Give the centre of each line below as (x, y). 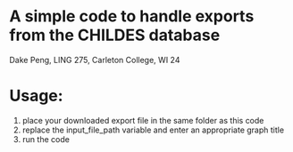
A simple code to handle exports (132, 16)
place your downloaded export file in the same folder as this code (143, 120)
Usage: (37, 96)
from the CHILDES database (115, 35)
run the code (46, 139)
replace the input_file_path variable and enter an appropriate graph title (153, 130)
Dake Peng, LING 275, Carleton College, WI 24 (95, 60)
